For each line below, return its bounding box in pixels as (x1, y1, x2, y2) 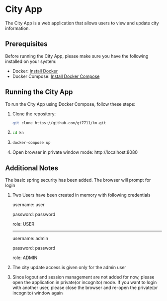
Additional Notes (5, 164, 59, 172)
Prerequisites (5, 40, 48, 48)
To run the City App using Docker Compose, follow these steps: (5, 101, 136, 107)
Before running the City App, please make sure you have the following (5, 53, 149, 59)
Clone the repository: (12, 111, 56, 117)
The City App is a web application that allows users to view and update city (5, 20, 159, 26)
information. (5, 25, 30, 31)
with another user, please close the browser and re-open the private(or (12, 285, 158, 291)
